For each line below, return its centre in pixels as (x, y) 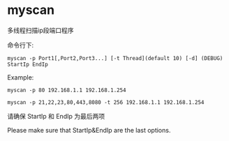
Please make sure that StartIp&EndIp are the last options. (89, 130)
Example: (21, 77)
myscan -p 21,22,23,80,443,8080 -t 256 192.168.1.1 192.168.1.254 (106, 102)
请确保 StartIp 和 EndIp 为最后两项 (56, 116)
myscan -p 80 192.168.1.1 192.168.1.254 (67, 90)
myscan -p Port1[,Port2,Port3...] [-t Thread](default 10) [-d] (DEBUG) (115, 58)
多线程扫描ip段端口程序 (40, 30)
